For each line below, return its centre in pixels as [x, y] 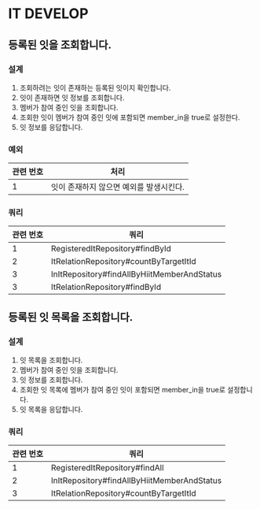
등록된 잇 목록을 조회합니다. [71, 317]
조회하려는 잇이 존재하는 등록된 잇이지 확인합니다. [95, 87]
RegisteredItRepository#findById [111, 249]
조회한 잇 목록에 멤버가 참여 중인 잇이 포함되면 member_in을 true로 [123, 390]
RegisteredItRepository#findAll [107, 468]
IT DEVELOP [48, 14]
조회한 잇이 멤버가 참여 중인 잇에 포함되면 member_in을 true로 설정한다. [130, 117]
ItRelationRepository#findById [106, 287]
